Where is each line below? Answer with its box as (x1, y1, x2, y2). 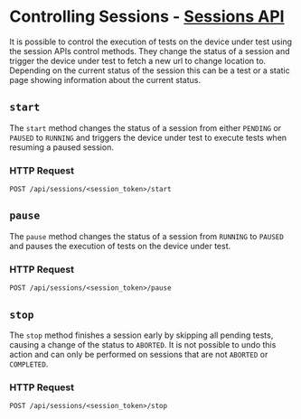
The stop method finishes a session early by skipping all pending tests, (9, 330, 274, 340)
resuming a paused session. (9, 142, 115, 153)
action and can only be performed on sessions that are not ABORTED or (9, 349, 268, 359)
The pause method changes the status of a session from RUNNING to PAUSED (9, 230, 285, 241)
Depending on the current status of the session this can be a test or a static (9, 65, 291, 76)
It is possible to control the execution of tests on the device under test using (9, 36, 292, 47)
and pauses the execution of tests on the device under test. (9, 240, 231, 251)
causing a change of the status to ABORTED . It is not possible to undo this (9, 339, 277, 349)
